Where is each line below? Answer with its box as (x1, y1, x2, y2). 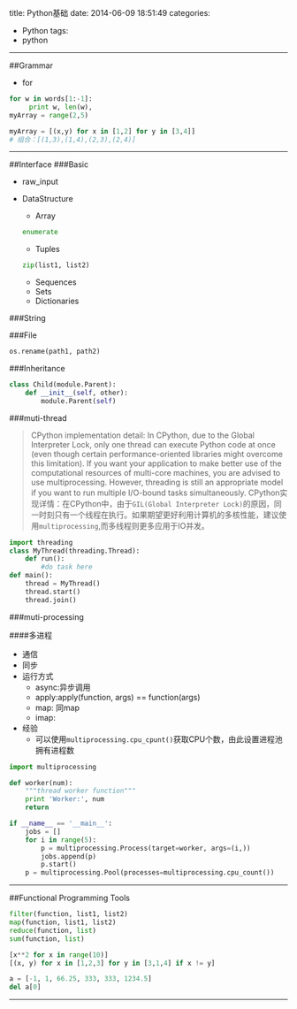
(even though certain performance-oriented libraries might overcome (30, 448, 283, 459)
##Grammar (9, 60, 53, 71)
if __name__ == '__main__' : (9, 819, 113, 828)
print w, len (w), (28, 103, 93, 111)
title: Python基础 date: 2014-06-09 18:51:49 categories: (9, 8, 210, 18)
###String (9, 313, 46, 324)
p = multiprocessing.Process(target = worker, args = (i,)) (41, 844, 251, 852)
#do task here (41, 562, 93, 572)
